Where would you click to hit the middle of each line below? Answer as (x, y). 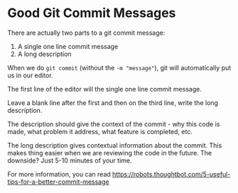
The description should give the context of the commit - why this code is (114, 124)
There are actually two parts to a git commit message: (86, 33)
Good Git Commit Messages (92, 13)
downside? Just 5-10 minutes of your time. (70, 160)
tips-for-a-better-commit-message (58, 182)
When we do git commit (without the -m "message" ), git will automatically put (119, 67)
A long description (45, 54)
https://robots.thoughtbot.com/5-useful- (172, 174)
